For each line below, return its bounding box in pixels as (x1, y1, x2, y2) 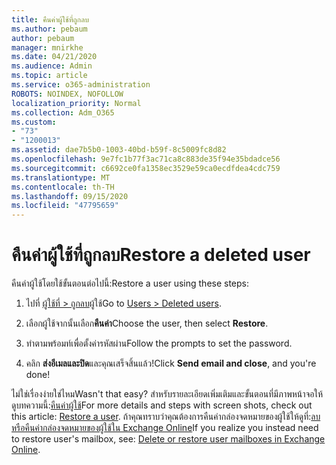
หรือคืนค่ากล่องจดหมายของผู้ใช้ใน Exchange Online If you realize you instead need (11, 422, 319, 434)
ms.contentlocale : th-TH (11, 182, 115, 192)
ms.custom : (11, 117, 57, 127)
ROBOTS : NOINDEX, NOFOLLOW (11, 89, 124, 99)
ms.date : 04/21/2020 (11, 52, 98, 62)
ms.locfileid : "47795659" (11, 201, 119, 211)
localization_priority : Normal (11, 98, 142, 108)
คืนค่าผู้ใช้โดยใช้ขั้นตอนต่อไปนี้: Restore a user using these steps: (11, 277, 250, 290)
